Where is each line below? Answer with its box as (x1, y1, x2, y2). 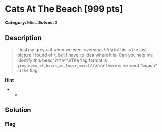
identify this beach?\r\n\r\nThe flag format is (17, 57, 107, 63)
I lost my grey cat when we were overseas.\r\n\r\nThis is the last (17, 46, 147, 52)
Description (5, 34, 42, 42)
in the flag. (17, 67, 39, 73)
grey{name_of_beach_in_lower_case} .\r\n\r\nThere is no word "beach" (17, 62, 157, 68)
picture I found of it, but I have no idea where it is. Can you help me (17, 52, 153, 58)
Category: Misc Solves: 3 (5, 20, 58, 25)
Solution (5, 106, 31, 114)
